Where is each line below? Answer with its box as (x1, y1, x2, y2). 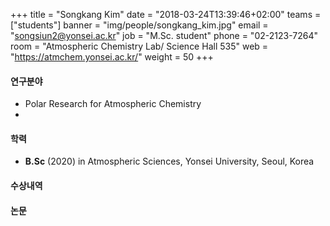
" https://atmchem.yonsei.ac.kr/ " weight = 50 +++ (10, 51, 214, 63)
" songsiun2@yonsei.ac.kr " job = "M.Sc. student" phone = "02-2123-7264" (10, 30, 318, 41)
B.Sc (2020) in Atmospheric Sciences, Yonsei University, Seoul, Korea (24, 155, 315, 168)
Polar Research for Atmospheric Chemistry (24, 98, 202, 110)
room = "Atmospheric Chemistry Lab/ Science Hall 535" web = (10, 40, 269, 52)
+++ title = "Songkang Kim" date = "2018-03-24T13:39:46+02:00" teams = (10, 9, 322, 20)
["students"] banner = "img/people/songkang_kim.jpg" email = (10, 19, 269, 31)
